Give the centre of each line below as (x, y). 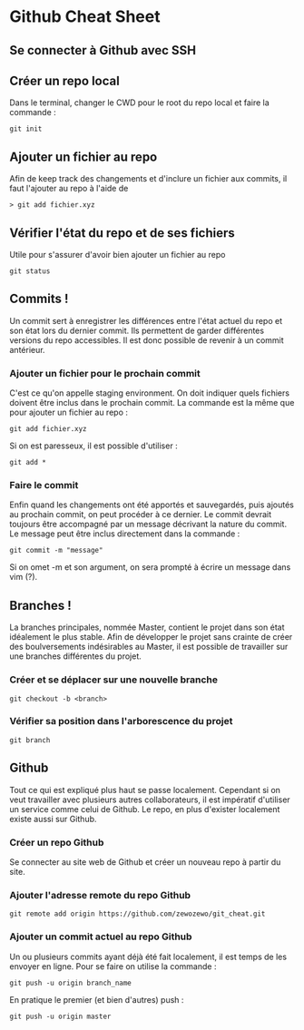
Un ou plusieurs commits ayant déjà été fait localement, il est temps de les (148, 956)
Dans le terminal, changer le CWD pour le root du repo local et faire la (139, 103)
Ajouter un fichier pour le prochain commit (105, 373)
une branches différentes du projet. (76, 656)
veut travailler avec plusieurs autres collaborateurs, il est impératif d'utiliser (150, 799)
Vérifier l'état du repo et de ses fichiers (123, 233)
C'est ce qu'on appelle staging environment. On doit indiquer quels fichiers (150, 393)
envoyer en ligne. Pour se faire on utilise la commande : (113, 966)
